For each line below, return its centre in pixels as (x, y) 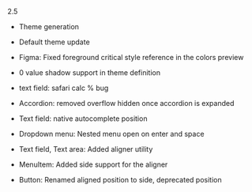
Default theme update (54, 42)
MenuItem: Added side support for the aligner (93, 164)
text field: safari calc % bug (64, 88)
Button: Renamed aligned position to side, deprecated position (120, 180)
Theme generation (49, 26)
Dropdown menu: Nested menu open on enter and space (111, 134)
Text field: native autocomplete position (83, 119)
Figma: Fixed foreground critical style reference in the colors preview (131, 57)
